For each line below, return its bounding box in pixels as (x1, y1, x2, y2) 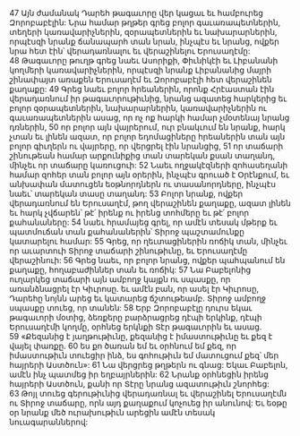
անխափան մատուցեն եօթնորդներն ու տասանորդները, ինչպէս (9, 179, 276, 189)
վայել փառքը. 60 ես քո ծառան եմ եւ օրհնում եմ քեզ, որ (9, 340, 237, 351)
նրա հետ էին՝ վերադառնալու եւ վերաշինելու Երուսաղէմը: (9, 46, 251, 56)
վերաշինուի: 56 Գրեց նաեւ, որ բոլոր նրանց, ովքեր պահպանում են (9, 255, 286, 265)
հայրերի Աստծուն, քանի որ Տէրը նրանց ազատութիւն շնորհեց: (9, 379, 270, 389)
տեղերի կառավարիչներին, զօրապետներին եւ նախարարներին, (9, 27, 278, 37)
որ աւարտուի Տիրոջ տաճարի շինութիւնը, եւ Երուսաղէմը (9, 245, 248, 256)
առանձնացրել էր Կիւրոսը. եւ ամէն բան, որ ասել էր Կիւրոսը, (9, 284, 260, 294)
